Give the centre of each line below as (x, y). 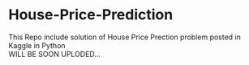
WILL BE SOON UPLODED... (55, 54)
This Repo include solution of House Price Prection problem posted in (125, 37)
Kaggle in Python (37, 45)
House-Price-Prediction (91, 15)
